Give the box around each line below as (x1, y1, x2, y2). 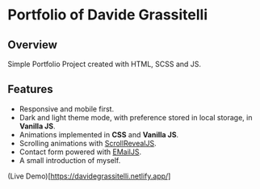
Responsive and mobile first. (19, 103, 115, 114)
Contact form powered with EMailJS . (19, 147, 142, 157)
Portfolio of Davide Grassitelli (7, 6, 208, 24)
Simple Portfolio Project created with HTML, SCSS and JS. (7, 59, 202, 69)
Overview (7, 38, 58, 52)
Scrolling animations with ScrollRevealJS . (19, 138, 157, 148)
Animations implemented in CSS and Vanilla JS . (19, 129, 179, 139)
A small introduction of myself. (19, 155, 121, 165)
